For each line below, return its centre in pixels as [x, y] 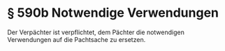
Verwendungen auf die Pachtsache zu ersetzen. [77, 39]
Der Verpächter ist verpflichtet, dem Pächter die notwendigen [96, 32]
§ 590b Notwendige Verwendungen [113, 13]
